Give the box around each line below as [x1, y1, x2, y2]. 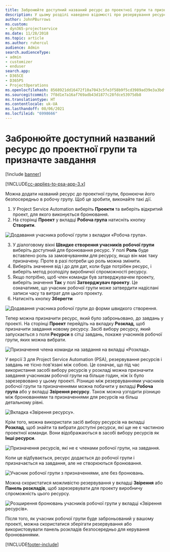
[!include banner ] [5, 171, 41, 177]
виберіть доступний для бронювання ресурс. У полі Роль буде [12, 247, 149, 253]
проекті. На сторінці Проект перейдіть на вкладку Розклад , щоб [5, 320, 145, 327]
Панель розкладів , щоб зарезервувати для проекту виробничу [5, 485, 143, 491]
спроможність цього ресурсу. [5, 490, 70, 496]
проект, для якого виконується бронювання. [12, 211, 109, 217]
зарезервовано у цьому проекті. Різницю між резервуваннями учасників [5, 378, 164, 384]
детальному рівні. [5, 399, 44, 405]
